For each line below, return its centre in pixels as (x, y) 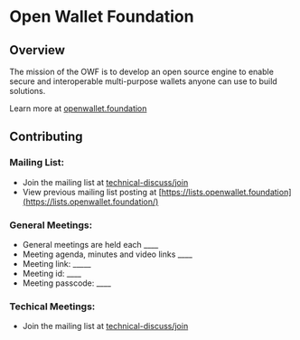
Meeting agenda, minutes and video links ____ (107, 254)
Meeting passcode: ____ (66, 283)
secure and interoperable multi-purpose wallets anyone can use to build (143, 81)
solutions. (28, 91)
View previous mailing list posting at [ (92, 192)
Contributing (46, 137)
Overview (37, 50)
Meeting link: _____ (57, 263)
